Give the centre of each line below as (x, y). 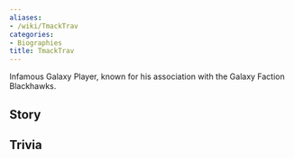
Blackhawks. (33, 86)
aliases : (26, 18)
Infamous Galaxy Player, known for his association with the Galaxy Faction (147, 76)
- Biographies (36, 43)
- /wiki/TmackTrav (44, 26)
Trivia (26, 145)
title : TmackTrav (42, 51)
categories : (32, 34)
